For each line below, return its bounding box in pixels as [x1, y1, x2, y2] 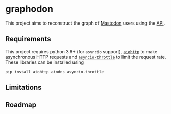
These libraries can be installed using [5, 59, 84, 65]
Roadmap [5, 101, 37, 109]
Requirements [5, 35, 51, 43]
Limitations [5, 83, 42, 92]
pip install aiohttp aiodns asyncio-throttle [5, 69, 104, 74]
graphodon [5, 3, 54, 15]
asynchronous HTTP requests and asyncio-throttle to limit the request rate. [5, 54, 166, 60]
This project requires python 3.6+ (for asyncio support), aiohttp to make [5, 48, 158, 54]
